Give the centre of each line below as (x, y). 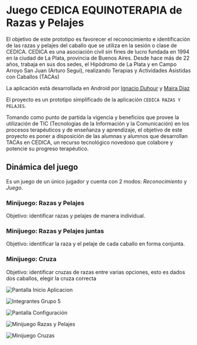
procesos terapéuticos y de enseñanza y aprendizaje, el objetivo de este (94, 130)
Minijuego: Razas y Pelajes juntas (55, 231)
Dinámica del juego (42, 167)
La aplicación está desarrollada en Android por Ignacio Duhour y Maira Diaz (98, 88)
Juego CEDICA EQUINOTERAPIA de (94, 10)
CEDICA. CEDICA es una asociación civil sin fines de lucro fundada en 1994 (98, 51)
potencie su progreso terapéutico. (47, 149)
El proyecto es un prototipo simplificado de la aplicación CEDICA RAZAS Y (93, 99)
